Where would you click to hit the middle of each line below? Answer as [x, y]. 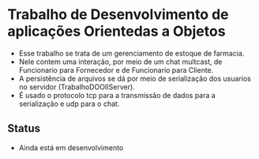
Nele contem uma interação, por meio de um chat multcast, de [120, 62]
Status [24, 129]
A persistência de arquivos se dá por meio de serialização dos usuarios [135, 78]
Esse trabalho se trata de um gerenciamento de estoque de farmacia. [131, 53]
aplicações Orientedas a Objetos [116, 31]
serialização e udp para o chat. [69, 104]
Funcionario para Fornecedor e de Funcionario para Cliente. [116, 70]
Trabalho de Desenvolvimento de [118, 15]
